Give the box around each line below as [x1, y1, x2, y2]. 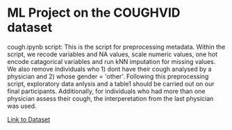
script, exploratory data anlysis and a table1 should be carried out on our [7, 79, 215, 88]
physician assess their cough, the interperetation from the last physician [7, 94, 214, 102]
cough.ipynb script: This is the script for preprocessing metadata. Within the [7, 42, 226, 51]
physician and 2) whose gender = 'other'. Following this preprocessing [7, 72, 209, 81]
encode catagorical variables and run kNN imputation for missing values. [7, 57, 216, 65]
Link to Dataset [7, 115, 51, 123]
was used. [7, 101, 37, 110]
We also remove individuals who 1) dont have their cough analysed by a [7, 65, 212, 73]
